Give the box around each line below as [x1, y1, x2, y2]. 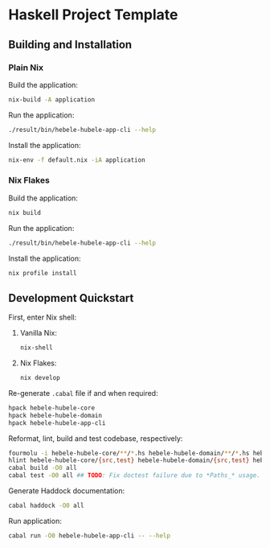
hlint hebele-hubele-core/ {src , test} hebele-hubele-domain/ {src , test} [8, 456, 250, 464]
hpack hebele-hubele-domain [8, 411, 103, 419]
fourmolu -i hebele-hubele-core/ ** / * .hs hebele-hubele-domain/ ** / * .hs [8, 449, 250, 457]
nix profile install [8, 269, 78, 277]
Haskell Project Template [8, 6, 178, 24]
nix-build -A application [8, 95, 95, 104]
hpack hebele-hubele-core [8, 404, 95, 412]
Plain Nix [8, 62, 44, 73]
